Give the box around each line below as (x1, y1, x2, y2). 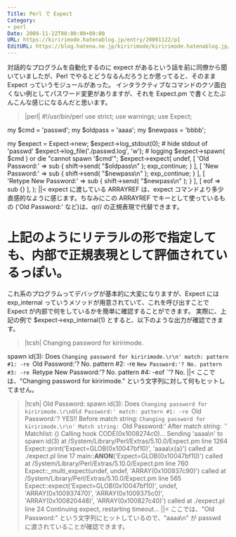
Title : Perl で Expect (7, 10, 72, 18)
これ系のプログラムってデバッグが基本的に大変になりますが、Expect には (7, 289, 219, 298)
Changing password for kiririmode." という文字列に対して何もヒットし (22, 376, 225, 385)
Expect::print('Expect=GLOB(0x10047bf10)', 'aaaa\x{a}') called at (24, 444, 214, 453)
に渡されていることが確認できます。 (24, 522, 129, 531)
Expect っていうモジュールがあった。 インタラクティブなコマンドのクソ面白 (7, 81, 227, 88)
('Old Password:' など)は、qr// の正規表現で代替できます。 (15, 203, 183, 211)
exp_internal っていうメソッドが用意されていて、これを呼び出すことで (7, 298, 209, 306)
